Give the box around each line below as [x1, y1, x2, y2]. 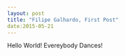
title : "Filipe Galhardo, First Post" [7, 16, 119, 23]
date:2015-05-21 [7, 23, 54, 29]
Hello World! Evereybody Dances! [7, 42, 103, 50]
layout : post [7, 10, 45, 17]
